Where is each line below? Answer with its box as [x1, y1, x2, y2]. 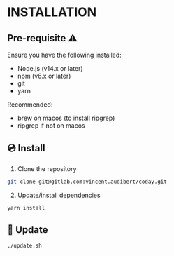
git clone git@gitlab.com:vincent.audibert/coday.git [7, 178, 168, 185]
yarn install [7, 204, 45, 211]
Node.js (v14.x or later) [17, 65, 83, 72]
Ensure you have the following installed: [7, 50, 122, 59]
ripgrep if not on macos [17, 121, 85, 130]
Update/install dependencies [17, 191, 101, 199]
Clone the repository [17, 164, 77, 173]
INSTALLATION [7, 4, 96, 20]
